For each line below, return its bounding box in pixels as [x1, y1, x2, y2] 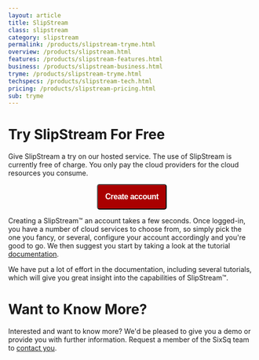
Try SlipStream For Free [8, 126, 166, 144]
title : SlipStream [8, 19, 68, 27]
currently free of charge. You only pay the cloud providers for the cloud [8, 160, 239, 170]
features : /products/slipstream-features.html [8, 56, 163, 64]
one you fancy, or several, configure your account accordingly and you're [8, 233, 246, 242]
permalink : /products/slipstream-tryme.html [8, 41, 156, 49]
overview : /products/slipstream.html [8, 48, 132, 56]
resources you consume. [8, 168, 89, 178]
